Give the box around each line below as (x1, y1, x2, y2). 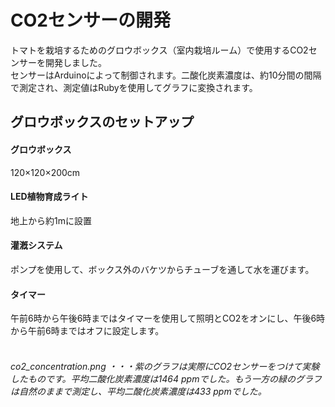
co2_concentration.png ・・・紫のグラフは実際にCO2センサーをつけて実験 (10, 360, 320, 372)
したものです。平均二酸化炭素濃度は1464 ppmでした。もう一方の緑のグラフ (10, 372, 323, 385)
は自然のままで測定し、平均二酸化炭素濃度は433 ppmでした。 (10, 385, 267, 397)
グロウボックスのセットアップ (10, 114, 195, 131)
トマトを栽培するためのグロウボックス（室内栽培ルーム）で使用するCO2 (10, 44, 309, 56)
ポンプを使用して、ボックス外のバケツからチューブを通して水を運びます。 (10, 263, 315, 275)
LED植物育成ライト (10, 191, 89, 203)
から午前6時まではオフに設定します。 (10, 325, 165, 337)
